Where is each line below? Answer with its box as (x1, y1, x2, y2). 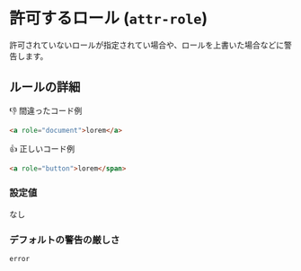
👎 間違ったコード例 (9, 105, 83, 116)
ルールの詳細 (9, 80, 81, 95)
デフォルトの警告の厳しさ (9, 233, 120, 246)
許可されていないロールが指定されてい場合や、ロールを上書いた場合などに (9, 39, 285, 50)
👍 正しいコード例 (9, 143, 75, 153)
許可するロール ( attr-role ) (9, 8, 208, 29)
